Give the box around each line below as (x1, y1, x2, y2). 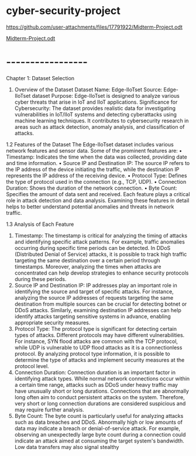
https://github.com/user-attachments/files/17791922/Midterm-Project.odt (6, 23, 183, 30)
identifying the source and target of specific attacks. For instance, (14, 288, 174, 295)
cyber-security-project (6, 4, 121, 18)
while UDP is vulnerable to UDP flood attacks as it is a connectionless (14, 344, 183, 351)
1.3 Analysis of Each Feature (6, 221, 74, 228)
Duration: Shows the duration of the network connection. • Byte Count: (6, 184, 177, 191)
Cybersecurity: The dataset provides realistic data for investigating (14, 104, 176, 112)
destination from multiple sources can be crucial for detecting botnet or (14, 300, 187, 307)
